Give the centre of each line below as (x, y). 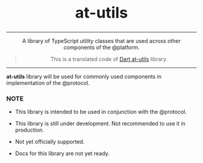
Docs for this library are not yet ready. (62, 153)
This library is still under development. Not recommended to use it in (100, 124)
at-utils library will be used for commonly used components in (84, 76)
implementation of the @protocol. (48, 83)
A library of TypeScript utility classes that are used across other (101, 41)
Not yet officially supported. (50, 142)
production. (29, 130)
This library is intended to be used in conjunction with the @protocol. (101, 112)
